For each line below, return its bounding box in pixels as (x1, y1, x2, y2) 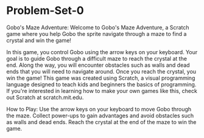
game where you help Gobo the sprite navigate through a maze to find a (6, 30, 187, 37)
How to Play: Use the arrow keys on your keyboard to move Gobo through (6, 105, 192, 112)
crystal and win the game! (6, 36, 72, 44)
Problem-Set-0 (6, 4, 84, 18)
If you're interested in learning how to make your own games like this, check (6, 87, 198, 94)
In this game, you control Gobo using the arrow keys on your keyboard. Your (6, 48, 198, 55)
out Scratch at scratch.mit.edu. (6, 94, 84, 101)
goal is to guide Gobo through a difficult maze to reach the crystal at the (6, 55, 188, 62)
